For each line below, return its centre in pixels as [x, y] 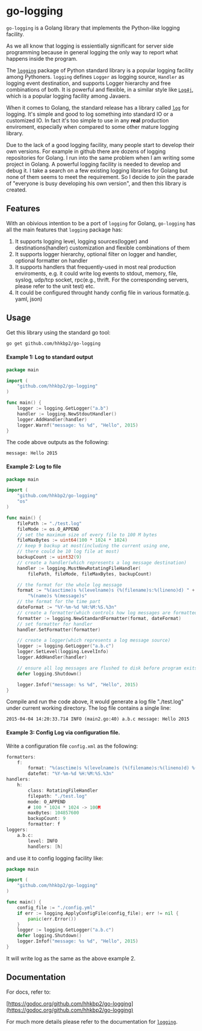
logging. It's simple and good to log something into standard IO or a [90, 114]
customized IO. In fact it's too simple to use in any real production [88, 120]
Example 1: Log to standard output [50, 357]
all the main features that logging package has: [65, 230]
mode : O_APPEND [47, 802]
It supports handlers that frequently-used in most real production [95, 267]
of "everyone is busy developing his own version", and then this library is [96, 183]
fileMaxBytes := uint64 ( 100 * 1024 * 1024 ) [72, 541]
